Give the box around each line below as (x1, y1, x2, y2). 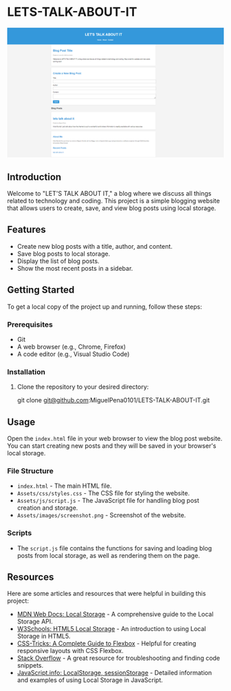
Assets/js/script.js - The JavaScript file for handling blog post (16, 497, 199, 505)
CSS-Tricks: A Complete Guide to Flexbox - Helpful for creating (16, 639, 197, 648)
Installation (7, 367, 46, 376)
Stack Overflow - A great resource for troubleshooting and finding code (16, 654, 221, 662)
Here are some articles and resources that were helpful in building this (7, 590, 206, 598)
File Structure (7, 466, 54, 475)
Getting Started (7, 284, 75, 296)
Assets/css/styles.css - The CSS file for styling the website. (16, 489, 190, 497)
